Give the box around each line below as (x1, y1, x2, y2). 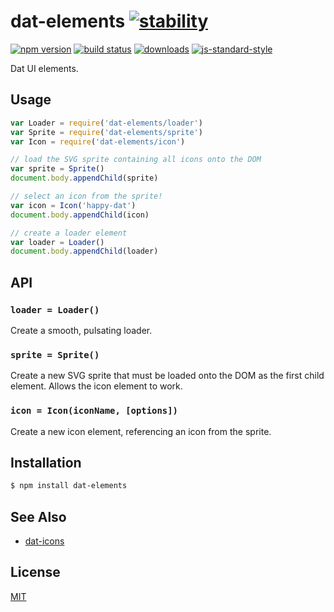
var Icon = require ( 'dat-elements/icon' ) (10, 136, 186, 147)
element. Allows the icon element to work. (10, 380, 183, 392)
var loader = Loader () (10, 237, 105, 247)
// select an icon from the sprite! (10, 191, 163, 201)
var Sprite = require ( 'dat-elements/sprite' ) (10, 127, 203, 137)
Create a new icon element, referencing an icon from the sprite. (10, 425, 272, 437)
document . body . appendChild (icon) (10, 210, 150, 220)
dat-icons (24, 535, 65, 547)
